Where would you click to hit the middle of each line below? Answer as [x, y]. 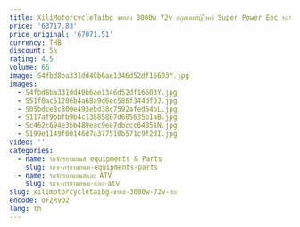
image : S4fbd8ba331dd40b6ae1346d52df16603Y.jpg [100, 76]
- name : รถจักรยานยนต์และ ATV [65, 175]
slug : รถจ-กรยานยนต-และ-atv [73, 184]
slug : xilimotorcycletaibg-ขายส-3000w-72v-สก [93, 192]
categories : [31, 150]
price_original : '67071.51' [62, 34]
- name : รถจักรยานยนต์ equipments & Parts [90, 159]
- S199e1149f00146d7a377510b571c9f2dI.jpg [97, 134]
